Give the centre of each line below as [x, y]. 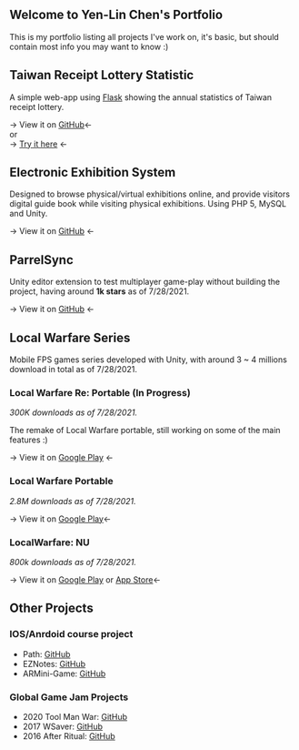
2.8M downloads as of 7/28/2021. [73, 501]
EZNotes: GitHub [54, 664]
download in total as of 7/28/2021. [74, 370]
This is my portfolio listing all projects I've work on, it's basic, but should [144, 36]
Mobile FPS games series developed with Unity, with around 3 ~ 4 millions [149, 360]
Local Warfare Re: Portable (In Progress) [100, 392]
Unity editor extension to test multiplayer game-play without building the [145, 282]
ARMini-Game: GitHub [64, 674]
